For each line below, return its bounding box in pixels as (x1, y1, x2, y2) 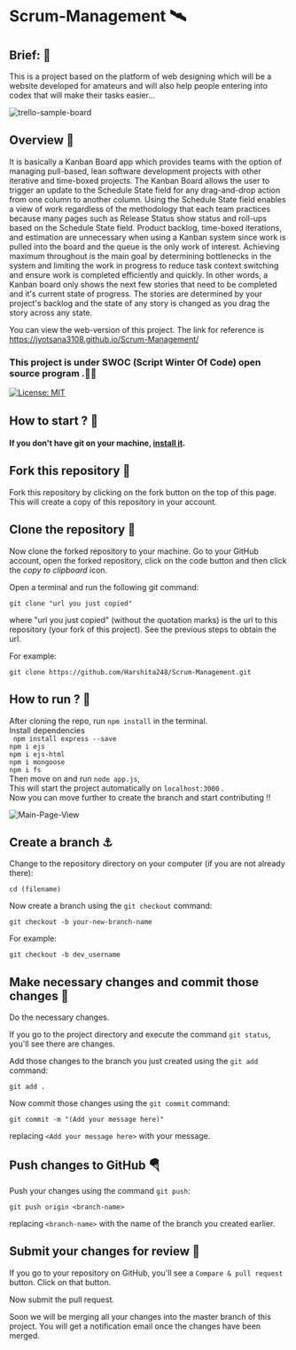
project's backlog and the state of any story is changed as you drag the (9, 297, 270, 308)
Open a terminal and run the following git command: (9, 581, 199, 592)
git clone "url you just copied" (9, 599, 133, 608)
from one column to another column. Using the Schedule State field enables (9, 193, 286, 204)
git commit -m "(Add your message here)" (9, 1115, 165, 1125)
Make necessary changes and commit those (9, 975, 260, 990)
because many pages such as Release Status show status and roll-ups (9, 213, 268, 224)
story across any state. (9, 307, 93, 318)
